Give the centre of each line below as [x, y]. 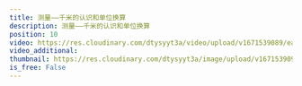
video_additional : [44, 51]
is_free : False [38, 68]
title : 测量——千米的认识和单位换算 [68, 17]
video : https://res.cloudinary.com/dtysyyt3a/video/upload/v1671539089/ [148, 43]
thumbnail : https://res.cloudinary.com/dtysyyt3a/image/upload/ [132, 59]
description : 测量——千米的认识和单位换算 [80, 26]
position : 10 [34, 34]
